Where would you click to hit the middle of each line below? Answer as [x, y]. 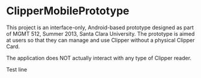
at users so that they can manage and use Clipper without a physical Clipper [100, 40]
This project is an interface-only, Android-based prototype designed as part [100, 27]
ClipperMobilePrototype [68, 11]
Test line [17, 69]
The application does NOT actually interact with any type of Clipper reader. [99, 58]
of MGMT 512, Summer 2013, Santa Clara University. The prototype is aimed [100, 33]
